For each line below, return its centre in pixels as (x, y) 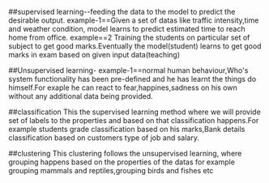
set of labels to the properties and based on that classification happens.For (134, 120)
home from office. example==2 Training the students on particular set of (129, 37)
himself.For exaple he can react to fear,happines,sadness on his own (123, 87)
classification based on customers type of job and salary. (104, 138)
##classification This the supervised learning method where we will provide (134, 112)
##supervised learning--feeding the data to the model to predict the (122, 12)
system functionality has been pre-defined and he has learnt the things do (132, 79)
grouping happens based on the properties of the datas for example (122, 162)
